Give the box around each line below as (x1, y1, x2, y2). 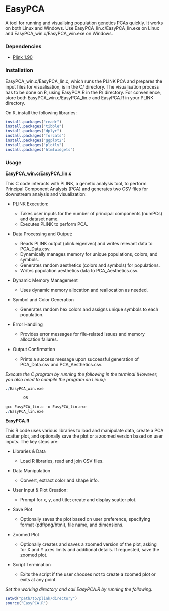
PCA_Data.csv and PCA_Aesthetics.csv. (20, 361, 103, 367)
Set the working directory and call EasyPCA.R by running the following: (5, 586, 153, 592)
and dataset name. (20, 216, 59, 222)
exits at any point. (20, 577, 57, 583)
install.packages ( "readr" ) (5, 119, 62, 124)
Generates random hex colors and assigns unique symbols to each (20, 306, 158, 312)
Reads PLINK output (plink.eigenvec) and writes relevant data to (20, 240, 153, 246)
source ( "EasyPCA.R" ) (5, 601, 49, 606)
